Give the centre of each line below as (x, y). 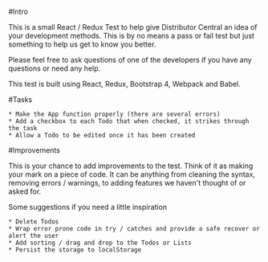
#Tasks (20, 99)
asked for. (25, 191)
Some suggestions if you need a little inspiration (87, 207)
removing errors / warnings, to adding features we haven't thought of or (127, 183)
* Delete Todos (34, 222)
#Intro (18, 12)
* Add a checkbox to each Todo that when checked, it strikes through (129, 121)
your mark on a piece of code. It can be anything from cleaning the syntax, (132, 174)
